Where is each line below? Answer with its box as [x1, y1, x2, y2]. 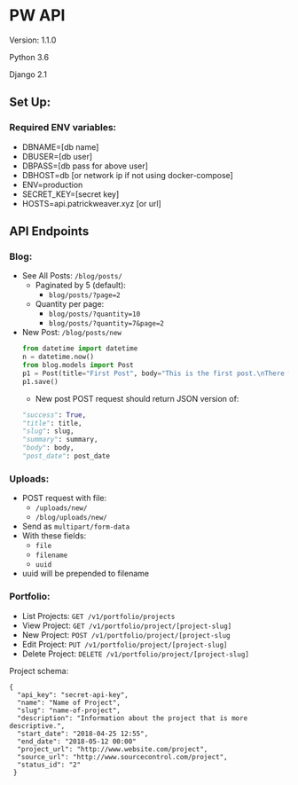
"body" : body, [21, 444, 74, 452]
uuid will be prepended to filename [21, 569, 149, 579]
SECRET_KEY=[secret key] [21, 188, 120, 200]
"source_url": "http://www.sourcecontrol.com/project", [17, 752, 228, 761]
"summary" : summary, [21, 436, 98, 444]
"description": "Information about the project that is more [17, 713, 248, 723]
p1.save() [21, 377, 59, 386]
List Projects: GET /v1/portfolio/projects [21, 610, 176, 621]
